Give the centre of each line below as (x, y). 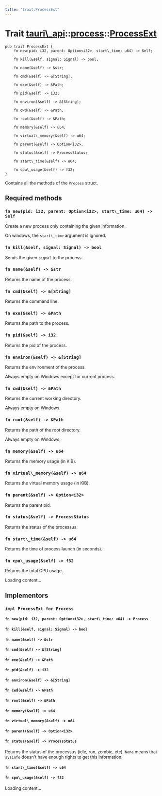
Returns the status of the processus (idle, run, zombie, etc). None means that (81, 752)
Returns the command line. (32, 301)
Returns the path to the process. (37, 323)
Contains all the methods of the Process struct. (52, 183)
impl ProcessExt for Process (40, 609)
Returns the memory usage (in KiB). (41, 461)
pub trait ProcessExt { (29, 47)
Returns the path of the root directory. (43, 430)
